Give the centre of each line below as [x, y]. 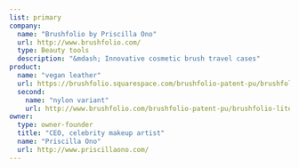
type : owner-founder [55, 125]
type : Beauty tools [53, 51]
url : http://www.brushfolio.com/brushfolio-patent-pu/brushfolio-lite [159, 108]
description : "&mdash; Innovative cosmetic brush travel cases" [139, 59]
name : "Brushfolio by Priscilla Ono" [87, 34]
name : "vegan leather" [59, 76]
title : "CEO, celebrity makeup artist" [91, 133]
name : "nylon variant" [67, 100]
